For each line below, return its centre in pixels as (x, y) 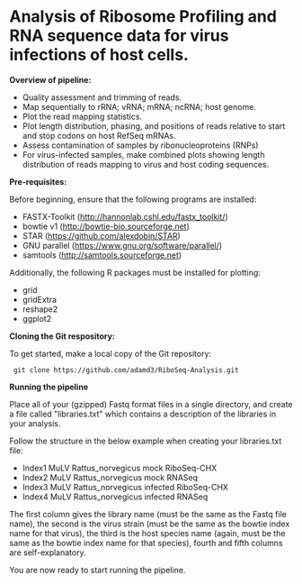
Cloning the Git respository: (62, 336)
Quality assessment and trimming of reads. (102, 97)
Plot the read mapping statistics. (82, 116)
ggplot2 (37, 318)
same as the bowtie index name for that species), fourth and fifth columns (146, 543)
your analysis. (35, 423)
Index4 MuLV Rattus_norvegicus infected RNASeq (115, 497)
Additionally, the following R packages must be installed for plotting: (135, 272)
